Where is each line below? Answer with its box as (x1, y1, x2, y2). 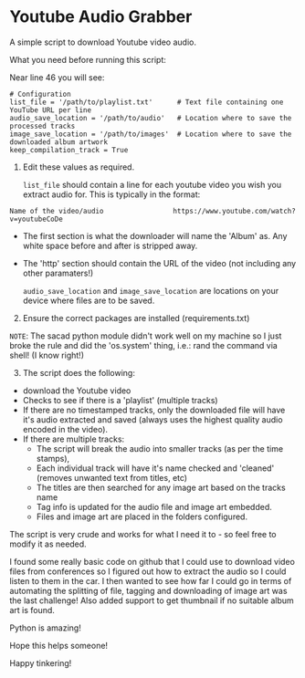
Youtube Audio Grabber (9, 6, 193, 27)
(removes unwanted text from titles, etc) (36, 472, 188, 483)
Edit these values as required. (22, 162, 135, 172)
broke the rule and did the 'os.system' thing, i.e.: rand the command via (9, 339, 279, 350)
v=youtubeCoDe (9, 214, 64, 224)
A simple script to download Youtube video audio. (9, 37, 196, 47)
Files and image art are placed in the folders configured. (36, 511, 248, 522)
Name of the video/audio (9, 206, 104, 215)
